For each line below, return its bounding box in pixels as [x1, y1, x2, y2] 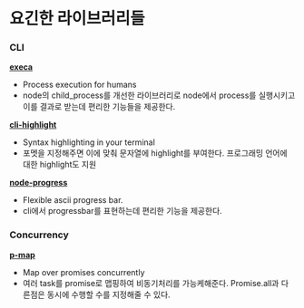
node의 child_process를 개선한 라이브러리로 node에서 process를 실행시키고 [22, 90, 296, 101]
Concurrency [9, 228, 70, 241]
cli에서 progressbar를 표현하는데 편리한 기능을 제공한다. [22, 206, 222, 217]
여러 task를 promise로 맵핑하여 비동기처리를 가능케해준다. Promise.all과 [22, 277, 279, 288]
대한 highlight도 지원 [22, 159, 97, 170]
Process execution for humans [22, 79, 137, 91]
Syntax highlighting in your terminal [22, 137, 156, 148]
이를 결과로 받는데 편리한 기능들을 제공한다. [22, 101, 176, 112]
